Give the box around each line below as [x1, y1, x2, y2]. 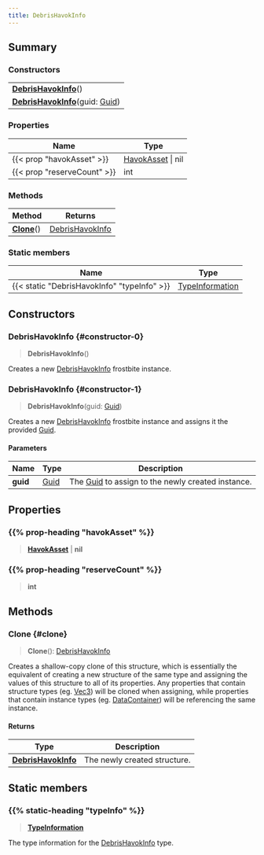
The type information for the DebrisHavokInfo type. [8, 838, 174, 847]
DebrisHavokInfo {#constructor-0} [8, 331, 144, 342]
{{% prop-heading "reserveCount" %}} [8, 564, 163, 575]
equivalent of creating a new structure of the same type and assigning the [8, 670, 247, 680]
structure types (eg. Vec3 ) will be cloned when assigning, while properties [8, 687, 249, 696]
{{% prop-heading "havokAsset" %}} [8, 526, 155, 537]
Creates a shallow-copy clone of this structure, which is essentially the [8, 662, 237, 671]
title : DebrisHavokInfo [8, 11, 86, 20]
